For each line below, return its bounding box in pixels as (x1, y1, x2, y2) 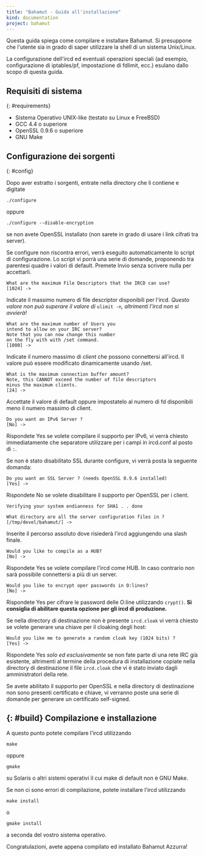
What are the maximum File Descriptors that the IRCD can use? (6, 280, 171, 286)
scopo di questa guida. (6, 68, 64, 76)
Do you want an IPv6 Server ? (6, 416, 83, 422)
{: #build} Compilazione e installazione (6, 713, 157, 724)
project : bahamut (6, 20, 51, 26)
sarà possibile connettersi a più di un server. (6, 571, 118, 578)
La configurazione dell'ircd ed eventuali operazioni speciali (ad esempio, (6, 56, 188, 63)
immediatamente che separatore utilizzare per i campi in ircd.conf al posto (6, 439, 193, 446)
